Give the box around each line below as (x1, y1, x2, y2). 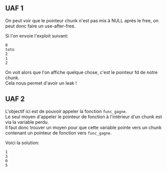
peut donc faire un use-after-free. (5, 23, 76, 29)
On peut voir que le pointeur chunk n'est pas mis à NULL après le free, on (5, 17, 159, 23)
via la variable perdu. (5, 119, 49, 125)
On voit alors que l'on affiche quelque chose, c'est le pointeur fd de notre (5, 69, 158, 75)
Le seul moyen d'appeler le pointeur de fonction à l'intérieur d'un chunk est (5, 114, 162, 120)
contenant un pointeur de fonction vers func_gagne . (5, 129, 112, 136)
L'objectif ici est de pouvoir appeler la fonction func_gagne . (5, 108, 128, 114)
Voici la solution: (5, 140, 39, 146)
